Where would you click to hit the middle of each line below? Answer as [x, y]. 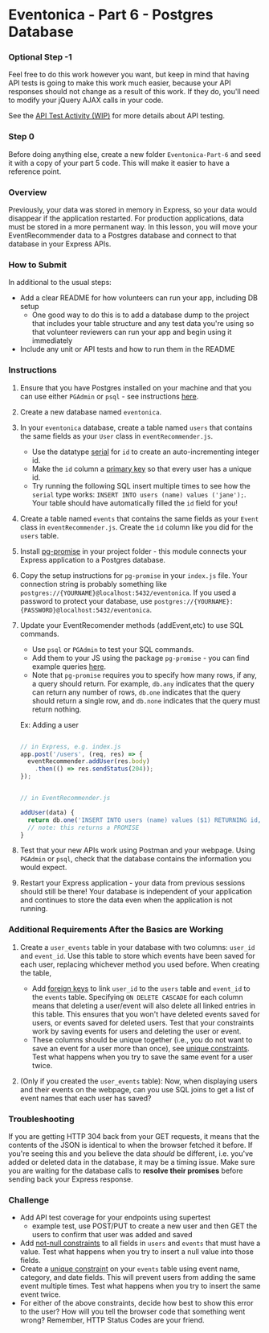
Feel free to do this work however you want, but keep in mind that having [129, 75]
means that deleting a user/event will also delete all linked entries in [143, 1005]
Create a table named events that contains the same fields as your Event [139, 518]
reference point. [35, 171]
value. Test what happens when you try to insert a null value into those [137, 1252]
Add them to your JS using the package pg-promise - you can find [141, 658]
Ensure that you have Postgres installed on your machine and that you [135, 387]
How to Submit [38, 265]
